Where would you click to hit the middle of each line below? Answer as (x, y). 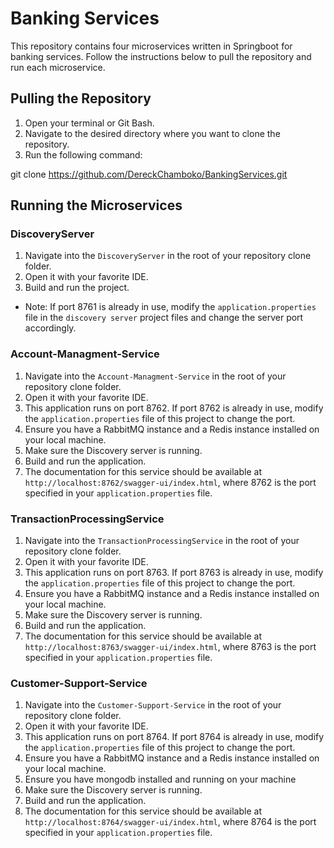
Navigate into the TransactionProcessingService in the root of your (162, 541)
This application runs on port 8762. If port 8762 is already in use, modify (174, 408)
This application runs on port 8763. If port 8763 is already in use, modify (174, 573)
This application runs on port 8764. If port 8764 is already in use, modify (174, 737)
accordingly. (50, 328)
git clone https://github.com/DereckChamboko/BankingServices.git (149, 174)
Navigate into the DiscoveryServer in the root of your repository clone (168, 256)
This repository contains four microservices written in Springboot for (151, 46)
